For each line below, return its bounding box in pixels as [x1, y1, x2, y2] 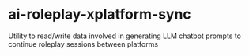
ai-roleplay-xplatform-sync [8, 5, 191, 23]
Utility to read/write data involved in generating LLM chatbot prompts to [8, 31, 242, 40]
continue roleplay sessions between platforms [8, 39, 159, 48]
